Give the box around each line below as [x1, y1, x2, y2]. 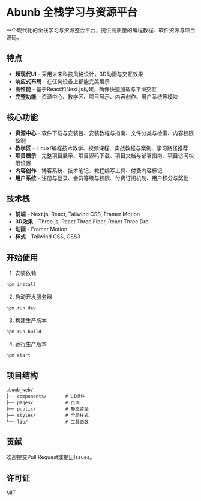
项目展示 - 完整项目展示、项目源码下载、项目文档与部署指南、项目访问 [14, 151, 189, 159]
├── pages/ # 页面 [6, 399, 80, 405]
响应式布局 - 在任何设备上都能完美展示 [14, 77, 110, 85]
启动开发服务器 [14, 293, 52, 300]
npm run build [6, 329, 42, 335]
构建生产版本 [14, 317, 47, 324]
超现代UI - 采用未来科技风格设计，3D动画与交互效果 [14, 70, 144, 77]
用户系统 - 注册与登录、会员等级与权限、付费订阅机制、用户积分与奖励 [14, 174, 189, 181]
